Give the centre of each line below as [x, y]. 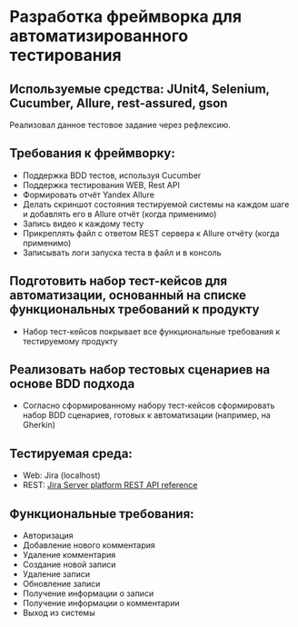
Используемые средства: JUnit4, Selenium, [139, 89]
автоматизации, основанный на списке [128, 296]
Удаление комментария [69, 555]
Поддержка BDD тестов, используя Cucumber [112, 175]
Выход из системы [59, 613]
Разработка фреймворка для [126, 17]
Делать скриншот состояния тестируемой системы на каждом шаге [156, 204]
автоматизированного [99, 36]
